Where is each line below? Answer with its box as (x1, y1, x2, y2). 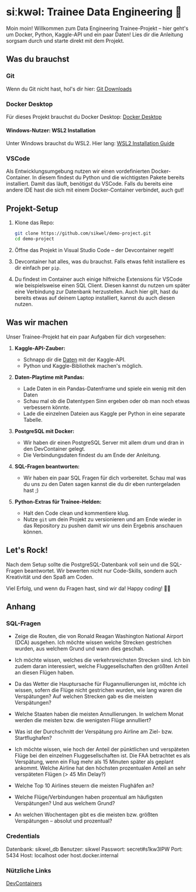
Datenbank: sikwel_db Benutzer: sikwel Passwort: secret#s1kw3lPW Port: (6, 846, 183, 853)
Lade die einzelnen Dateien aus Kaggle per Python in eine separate (23, 410, 185, 417)
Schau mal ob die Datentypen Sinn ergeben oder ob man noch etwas (23, 397, 190, 404)
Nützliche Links (6, 866, 51, 874)
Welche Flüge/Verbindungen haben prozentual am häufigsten (14, 793, 163, 801)
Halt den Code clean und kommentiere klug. (23, 509, 130, 517)
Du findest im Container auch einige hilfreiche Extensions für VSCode (14, 276, 183, 283)
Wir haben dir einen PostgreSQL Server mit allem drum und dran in (23, 439, 184, 446)
